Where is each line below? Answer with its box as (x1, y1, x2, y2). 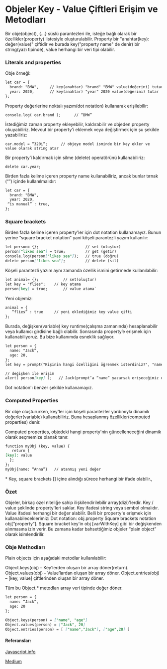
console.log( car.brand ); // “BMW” (5, 112, 92, 118)
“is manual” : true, (7, 202, 50, 207)
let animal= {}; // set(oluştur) (5, 277, 97, 282)
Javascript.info (5, 649, 36, 655)
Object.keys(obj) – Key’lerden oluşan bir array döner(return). (5, 565, 129, 571)
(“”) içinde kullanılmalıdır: (5, 178, 57, 184)
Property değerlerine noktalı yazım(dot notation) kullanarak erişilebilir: (5, 103, 148, 109)
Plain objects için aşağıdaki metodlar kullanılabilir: (5, 555, 107, 561)
